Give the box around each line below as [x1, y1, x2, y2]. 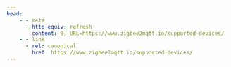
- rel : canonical [25, 43, 77, 50]
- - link [19, 36, 45, 43]
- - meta [19, 17, 45, 24]
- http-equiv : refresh [25, 23, 92, 30]
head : [6, 10, 23, 17]
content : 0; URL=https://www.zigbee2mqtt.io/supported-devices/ [32, 29, 225, 37]
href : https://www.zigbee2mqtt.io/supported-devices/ [32, 50, 193, 57]
